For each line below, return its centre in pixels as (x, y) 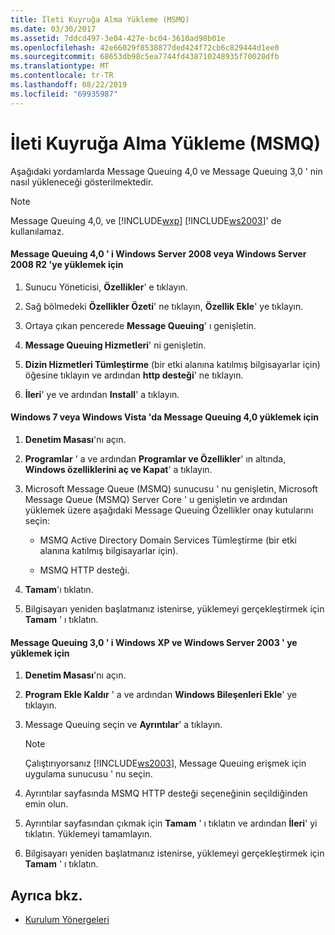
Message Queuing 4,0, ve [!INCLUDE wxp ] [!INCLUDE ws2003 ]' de (146, 220)
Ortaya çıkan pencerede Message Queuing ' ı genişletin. (140, 325)
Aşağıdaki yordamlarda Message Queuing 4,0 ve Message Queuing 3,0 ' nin (166, 171)
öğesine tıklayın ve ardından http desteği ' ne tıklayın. (134, 375)
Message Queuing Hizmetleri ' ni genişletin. (115, 345)
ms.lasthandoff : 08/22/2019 (69, 85)
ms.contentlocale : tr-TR (62, 76)
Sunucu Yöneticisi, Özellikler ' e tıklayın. (106, 287)
